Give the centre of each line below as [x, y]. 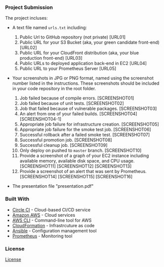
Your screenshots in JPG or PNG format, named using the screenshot [83, 78]
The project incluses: [26, 18]
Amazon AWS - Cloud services [44, 215]
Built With [17, 199]
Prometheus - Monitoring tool [42, 236]
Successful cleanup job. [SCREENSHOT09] [63, 145]
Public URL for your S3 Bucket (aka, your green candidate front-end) [89, 42]
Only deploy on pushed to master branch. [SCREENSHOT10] [81, 150]
